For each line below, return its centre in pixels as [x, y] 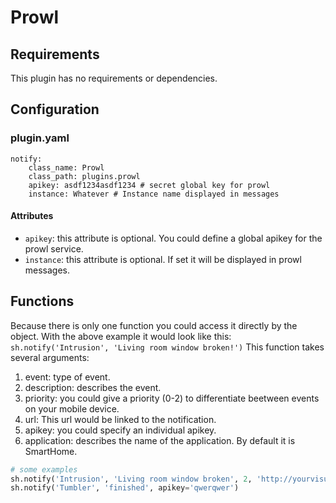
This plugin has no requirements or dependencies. [114, 78]
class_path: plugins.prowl [84, 176]
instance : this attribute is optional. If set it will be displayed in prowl [163, 259]
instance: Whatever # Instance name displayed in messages [154, 194]
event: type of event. [67, 377]
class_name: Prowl [66, 167]
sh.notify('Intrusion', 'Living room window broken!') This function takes [167, 347]
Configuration [55, 109]
